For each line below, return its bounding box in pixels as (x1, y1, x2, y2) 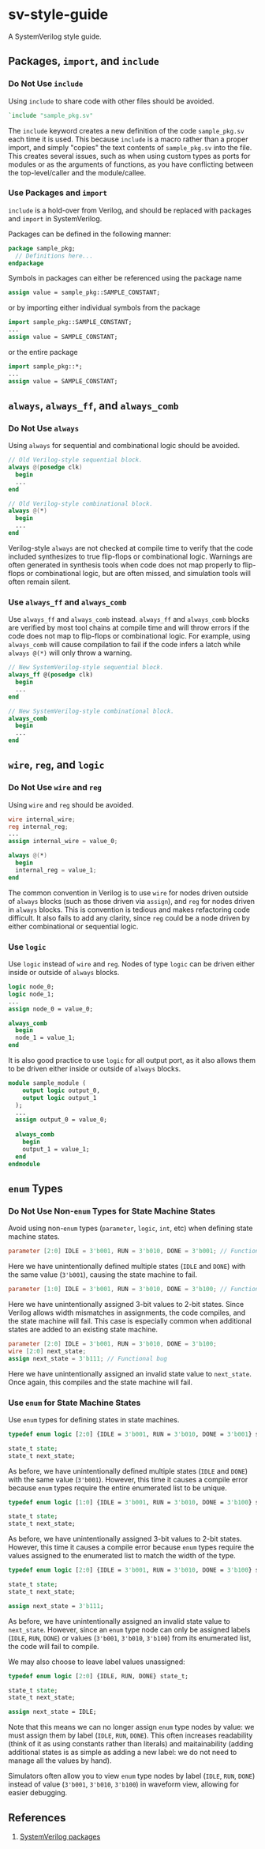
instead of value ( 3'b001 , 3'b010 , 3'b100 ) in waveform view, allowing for (8, 1779, 239, 1789)
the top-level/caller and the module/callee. (8, 168, 147, 177)
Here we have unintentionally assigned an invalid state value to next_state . (8, 1369, 252, 1378)
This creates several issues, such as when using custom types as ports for (8, 151, 251, 160)
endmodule (8, 1160, 41, 1168)
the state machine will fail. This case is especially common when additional (8, 1316, 252, 1325)
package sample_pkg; (8, 244, 77, 252)
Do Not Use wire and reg (8, 782, 103, 793)
